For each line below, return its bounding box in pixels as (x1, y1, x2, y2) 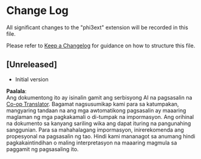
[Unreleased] (6, 59, 58, 70)
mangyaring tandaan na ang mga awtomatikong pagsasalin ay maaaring (6, 107, 186, 114)
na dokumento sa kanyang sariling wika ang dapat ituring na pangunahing (6, 120, 191, 127)
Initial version (15, 75, 49, 83)
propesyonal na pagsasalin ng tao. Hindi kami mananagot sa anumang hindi (6, 132, 196, 140)
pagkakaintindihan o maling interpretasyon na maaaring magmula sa (6, 139, 177, 146)
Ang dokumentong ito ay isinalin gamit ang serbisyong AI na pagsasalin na (6, 93, 192, 101)
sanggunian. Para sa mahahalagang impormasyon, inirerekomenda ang (6, 126, 184, 134)
